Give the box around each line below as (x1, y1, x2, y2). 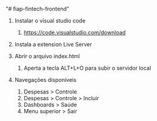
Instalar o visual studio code (14, 17, 86, 24)
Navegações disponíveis (14, 76, 77, 83)
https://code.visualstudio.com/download (23, 29, 126, 36)
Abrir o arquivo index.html (14, 53, 80, 60)
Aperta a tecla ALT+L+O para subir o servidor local (23, 64, 152, 71)
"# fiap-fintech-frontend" (5, 5, 70, 12)
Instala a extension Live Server (14, 41, 92, 48)
